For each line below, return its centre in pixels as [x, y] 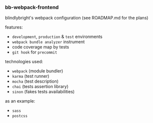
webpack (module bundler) [38, 71]
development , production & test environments [57, 37]
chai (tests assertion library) [40, 87]
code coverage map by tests [40, 47]
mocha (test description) [35, 81]
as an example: [20, 101]
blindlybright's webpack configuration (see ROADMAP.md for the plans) [77, 18]
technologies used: [24, 62]
